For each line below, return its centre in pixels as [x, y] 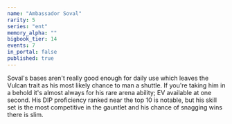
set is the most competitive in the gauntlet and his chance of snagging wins [115, 107]
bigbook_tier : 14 [32, 39]
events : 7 [21, 45]
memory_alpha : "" [32, 33]
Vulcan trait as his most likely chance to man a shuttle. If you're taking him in [116, 85]
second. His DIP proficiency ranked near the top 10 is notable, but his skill [112, 100]
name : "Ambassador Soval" [44, 13]
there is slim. [25, 114]
